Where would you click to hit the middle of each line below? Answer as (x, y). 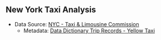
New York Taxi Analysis (51, 10)
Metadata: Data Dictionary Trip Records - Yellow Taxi (89, 30)
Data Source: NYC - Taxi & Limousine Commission (77, 24)
